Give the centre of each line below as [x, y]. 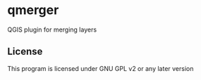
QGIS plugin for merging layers [52, 29]
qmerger [33, 10]
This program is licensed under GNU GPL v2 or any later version [100, 68]
